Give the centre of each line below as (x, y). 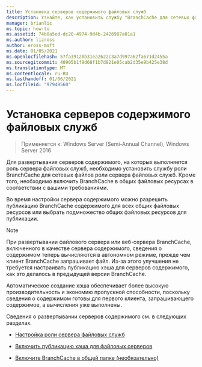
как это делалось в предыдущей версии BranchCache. (76, 274)
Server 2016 (36, 150)
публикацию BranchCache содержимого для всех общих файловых (93, 205)
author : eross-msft (31, 46)
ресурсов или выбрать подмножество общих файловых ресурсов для (96, 212)
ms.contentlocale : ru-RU (37, 74)
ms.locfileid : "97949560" (38, 85)
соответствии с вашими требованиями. (57, 187)
